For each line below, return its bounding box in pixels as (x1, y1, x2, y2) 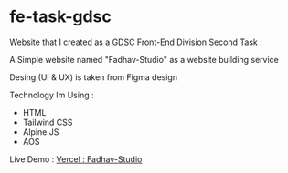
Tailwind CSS (22, 117, 73, 127)
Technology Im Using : (9, 89, 94, 100)
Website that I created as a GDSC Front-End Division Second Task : (9, 36, 262, 47)
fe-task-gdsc (9, 6, 112, 27)
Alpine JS (22, 126, 59, 137)
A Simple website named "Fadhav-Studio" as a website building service (9, 54, 279, 65)
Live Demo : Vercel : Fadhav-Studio (9, 153, 143, 165)
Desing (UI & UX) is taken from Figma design (9, 71, 178, 83)
